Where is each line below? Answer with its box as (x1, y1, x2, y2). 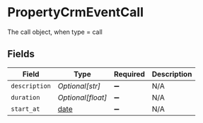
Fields (7, 48, 35, 60)
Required (113, 69, 145, 78)
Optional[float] (57, 93, 108, 102)
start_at (11, 105, 40, 113)
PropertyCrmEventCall (7, 4, 144, 20)
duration (11, 93, 40, 101)
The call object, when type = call (7, 28, 103, 36)
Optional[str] (57, 81, 101, 90)
